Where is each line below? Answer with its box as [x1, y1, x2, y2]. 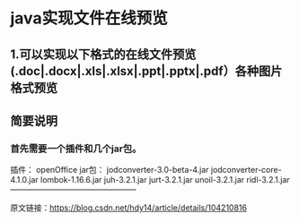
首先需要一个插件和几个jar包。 [10, 142, 142, 155]
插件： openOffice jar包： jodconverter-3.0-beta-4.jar [10, 165, 209, 175]
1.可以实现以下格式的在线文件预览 [10, 47, 197, 62]
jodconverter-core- [210, 165, 282, 175]
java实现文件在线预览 [10, 8, 169, 29]
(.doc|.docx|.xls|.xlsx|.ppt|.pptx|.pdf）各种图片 [10, 64, 283, 79]
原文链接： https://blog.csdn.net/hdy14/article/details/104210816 [10, 202, 248, 213]
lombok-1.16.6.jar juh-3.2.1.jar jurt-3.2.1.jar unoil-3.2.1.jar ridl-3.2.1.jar [40, 175, 290, 185]
